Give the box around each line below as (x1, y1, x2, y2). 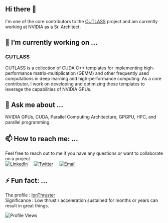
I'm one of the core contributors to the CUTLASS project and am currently (5, 18, 158, 24)
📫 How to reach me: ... (5, 134, 79, 143)
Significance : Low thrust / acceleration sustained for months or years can (5, 197, 158, 203)
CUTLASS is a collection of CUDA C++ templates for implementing (5, 65, 143, 71)
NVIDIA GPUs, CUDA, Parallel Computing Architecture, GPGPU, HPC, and (5, 114, 156, 120)
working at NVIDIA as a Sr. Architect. (5, 24, 81, 30)
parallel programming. (5, 119, 51, 126)
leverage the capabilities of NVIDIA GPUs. (5, 86, 92, 92)
